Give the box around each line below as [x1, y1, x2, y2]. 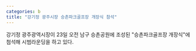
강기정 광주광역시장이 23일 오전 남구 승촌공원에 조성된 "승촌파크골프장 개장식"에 [6, 30, 190, 38]
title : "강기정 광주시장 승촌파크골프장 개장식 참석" [6, 14, 117, 20]
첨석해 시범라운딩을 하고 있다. [6, 38, 74, 45]
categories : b [6, 8, 41, 15]
